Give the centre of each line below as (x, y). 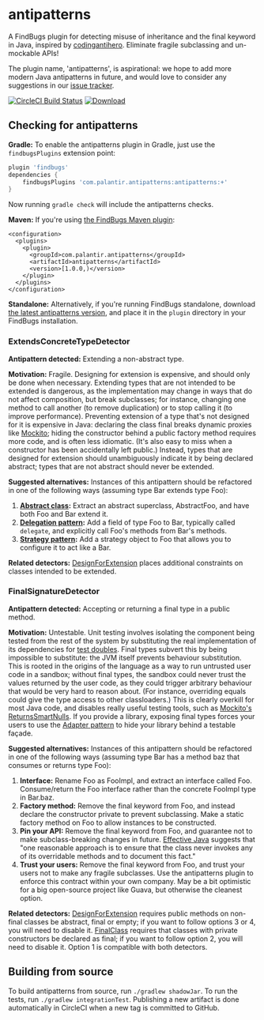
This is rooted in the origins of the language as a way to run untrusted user (130, 666)
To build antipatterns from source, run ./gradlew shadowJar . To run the (123, 991)
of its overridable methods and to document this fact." (107, 856)
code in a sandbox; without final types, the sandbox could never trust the (127, 674)
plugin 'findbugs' (38, 167)
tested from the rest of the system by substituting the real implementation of (132, 641)
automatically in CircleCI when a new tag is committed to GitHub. (114, 1007)
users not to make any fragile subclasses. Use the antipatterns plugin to (137, 873)
